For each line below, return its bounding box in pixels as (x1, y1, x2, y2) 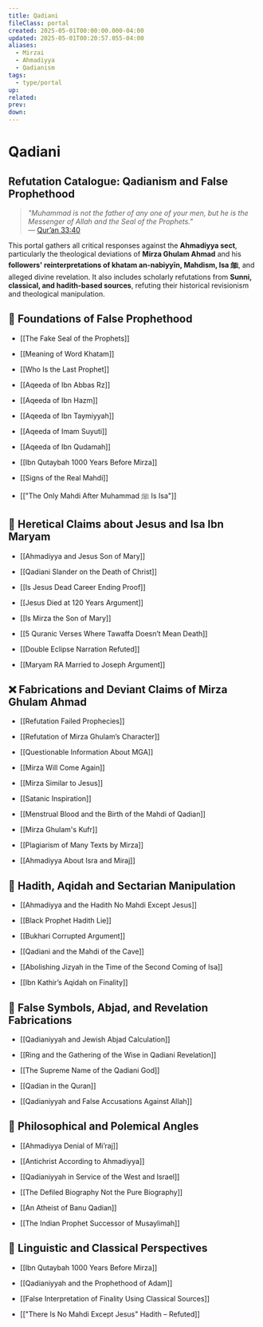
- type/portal (15, 78, 62, 86)
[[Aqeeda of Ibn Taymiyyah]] (19, 411, 115, 420)
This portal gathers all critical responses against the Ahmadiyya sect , (8, 241, 237, 250)
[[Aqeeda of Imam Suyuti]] (19, 426, 108, 436)
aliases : (8, 42, 37, 50)
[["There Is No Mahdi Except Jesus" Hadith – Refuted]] (19, 1309, 201, 1319)
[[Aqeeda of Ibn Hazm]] (19, 395, 98, 404)
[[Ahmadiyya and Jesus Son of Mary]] (19, 551, 146, 560)
